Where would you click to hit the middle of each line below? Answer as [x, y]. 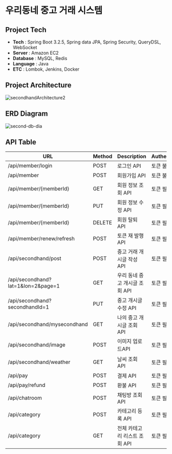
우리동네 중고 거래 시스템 [54, 10]
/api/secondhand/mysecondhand [48, 325]
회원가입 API [131, 176]
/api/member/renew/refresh [41, 239]
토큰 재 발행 [131, 236]
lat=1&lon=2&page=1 [34, 286]
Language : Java [30, 64]
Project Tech [26, 29]
